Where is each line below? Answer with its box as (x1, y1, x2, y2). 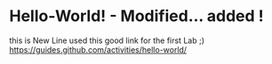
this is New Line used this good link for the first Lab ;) (9, 35, 204, 46)
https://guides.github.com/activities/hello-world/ (9, 44, 188, 54)
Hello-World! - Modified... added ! (9, 6, 264, 26)
